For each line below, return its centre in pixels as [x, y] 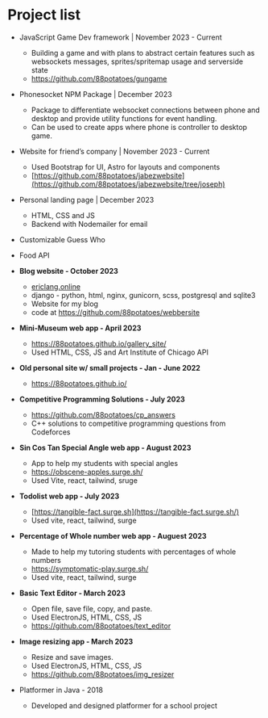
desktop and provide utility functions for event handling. [124, 118]
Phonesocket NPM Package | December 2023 [95, 94]
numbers [46, 560]
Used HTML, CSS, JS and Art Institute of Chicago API [120, 352]
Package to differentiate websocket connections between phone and [146, 110]
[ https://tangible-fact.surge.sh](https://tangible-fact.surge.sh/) [135, 511]
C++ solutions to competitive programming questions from [128, 423]
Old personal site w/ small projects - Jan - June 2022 [109, 367]
